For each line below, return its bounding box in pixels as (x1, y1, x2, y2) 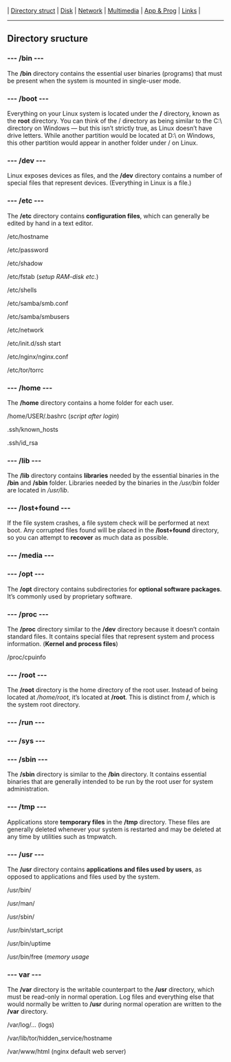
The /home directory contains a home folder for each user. (7, 398, 174, 406)
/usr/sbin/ (7, 913, 35, 921)
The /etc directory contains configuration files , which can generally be (7, 211, 210, 220)
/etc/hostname (7, 232, 49, 240)
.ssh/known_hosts (7, 425, 58, 433)
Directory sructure (7, 33, 88, 45)
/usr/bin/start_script (7, 926, 63, 935)
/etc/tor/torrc (7, 366, 44, 374)
